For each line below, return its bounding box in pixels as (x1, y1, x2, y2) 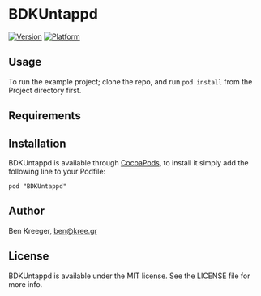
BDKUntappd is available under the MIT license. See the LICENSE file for (8, 271, 250, 281)
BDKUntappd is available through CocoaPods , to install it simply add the (8, 157, 249, 167)
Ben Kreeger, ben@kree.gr (8, 225, 97, 235)
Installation (8, 136, 66, 150)
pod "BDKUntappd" (8, 182, 67, 191)
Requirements (8, 109, 81, 122)
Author (8, 204, 45, 218)
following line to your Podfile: (8, 166, 106, 176)
